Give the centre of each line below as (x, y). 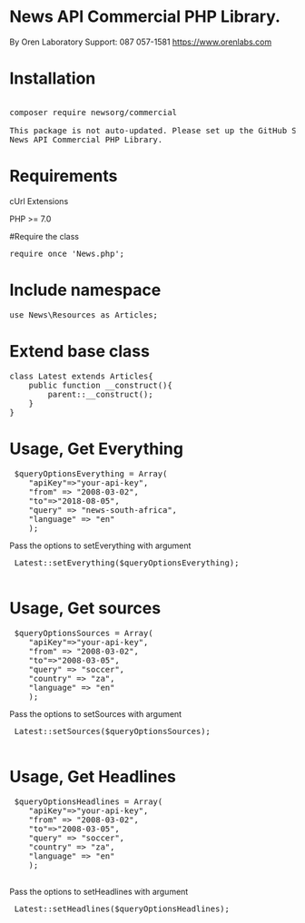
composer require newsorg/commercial (93, 112)
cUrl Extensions (39, 201)
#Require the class (44, 236)
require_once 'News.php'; (67, 253)
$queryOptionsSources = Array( (84, 633)
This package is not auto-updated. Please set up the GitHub (148, 130)
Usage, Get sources (85, 608)
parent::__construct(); (100, 394)
